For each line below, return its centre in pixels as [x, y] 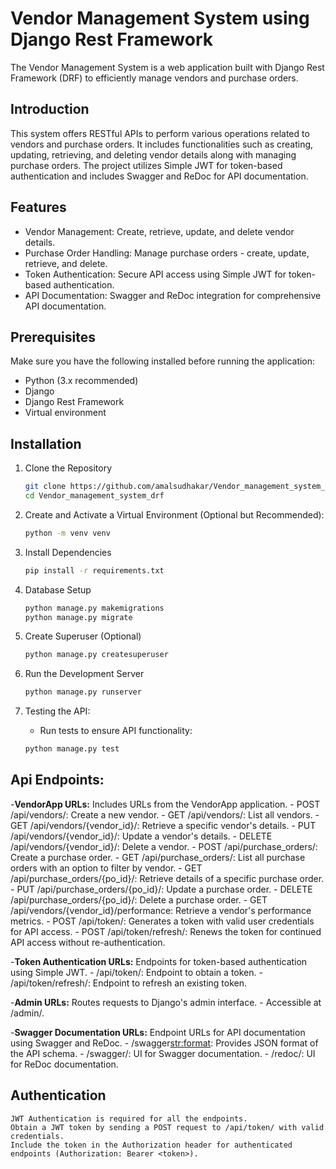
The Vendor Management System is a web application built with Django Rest [167, 67]
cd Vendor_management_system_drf [94, 496]
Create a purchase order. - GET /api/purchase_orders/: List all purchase [158, 857]
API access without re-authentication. [88, 942]
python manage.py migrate [78, 617]
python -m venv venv [67, 533]
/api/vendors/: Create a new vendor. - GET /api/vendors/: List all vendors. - [165, 814]
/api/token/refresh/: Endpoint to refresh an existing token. [129, 983]
